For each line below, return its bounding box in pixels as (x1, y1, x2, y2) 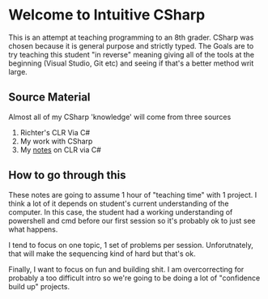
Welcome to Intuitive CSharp (8, 6, 206, 24)
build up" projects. (8, 281, 70, 291)
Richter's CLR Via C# (19, 127, 91, 137)
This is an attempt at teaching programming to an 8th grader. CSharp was (8, 32, 254, 42)
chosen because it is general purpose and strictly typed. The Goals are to (8, 41, 254, 50)
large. (8, 66, 28, 76)
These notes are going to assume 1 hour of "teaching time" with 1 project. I (8, 190, 257, 199)
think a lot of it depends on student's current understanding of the (8, 199, 229, 208)
